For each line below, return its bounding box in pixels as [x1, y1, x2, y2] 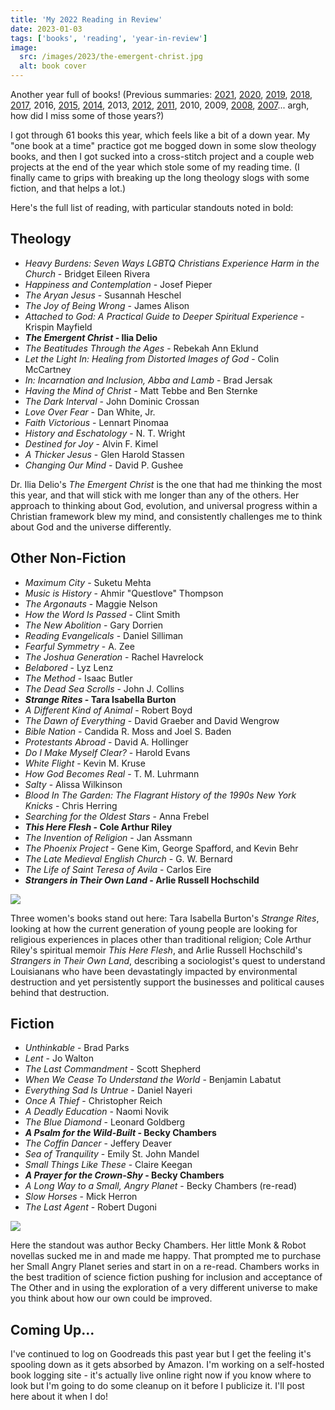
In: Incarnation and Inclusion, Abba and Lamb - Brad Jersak [24, 374, 273, 386]
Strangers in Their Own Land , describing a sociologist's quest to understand [10, 954, 326, 966]
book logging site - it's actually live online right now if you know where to [10, 1369, 312, 1381]
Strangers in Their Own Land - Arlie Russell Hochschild [24, 874, 260, 886]
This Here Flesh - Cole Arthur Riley [24, 821, 173, 833]
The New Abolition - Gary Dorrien [24, 619, 164, 631]
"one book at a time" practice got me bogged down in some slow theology [10, 140, 317, 151]
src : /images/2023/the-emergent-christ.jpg [19, 52, 203, 62]
